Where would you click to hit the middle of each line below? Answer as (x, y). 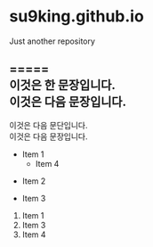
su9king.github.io (76, 16)
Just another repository (52, 41)
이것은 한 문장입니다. (62, 85)
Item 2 (34, 181)
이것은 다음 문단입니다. (48, 125)
